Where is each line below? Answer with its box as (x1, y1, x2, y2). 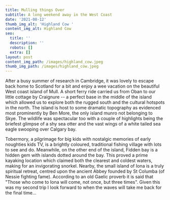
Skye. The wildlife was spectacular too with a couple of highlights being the (5, 115, 163, 122)
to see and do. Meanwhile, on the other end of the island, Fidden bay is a (5, 147, 158, 153)
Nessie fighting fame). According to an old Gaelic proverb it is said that (5, 174, 154, 180)
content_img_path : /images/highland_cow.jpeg (5, 59, 103, 64)
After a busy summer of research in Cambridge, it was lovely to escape (5, 78, 154, 84)
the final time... (5, 190, 37, 196)
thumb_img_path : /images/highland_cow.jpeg (5, 64, 99, 69)
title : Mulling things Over (5, 7, 65, 13)
